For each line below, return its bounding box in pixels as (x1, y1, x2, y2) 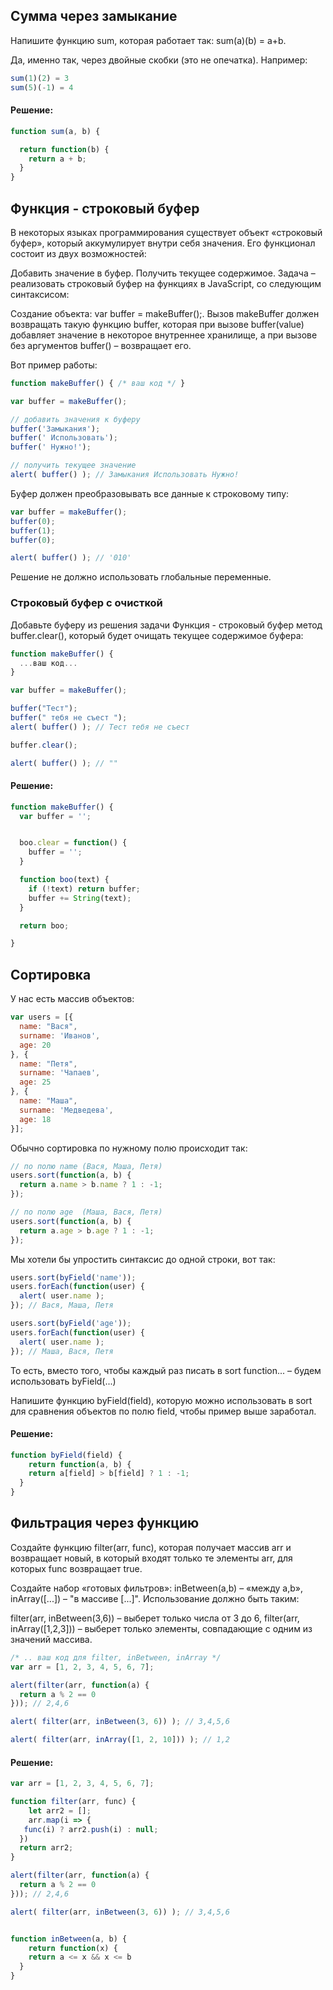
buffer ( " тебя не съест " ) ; (10, 713, 128, 723)
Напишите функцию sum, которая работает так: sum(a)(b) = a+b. (10, 34, 287, 46)
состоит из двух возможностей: (10, 247, 147, 259)
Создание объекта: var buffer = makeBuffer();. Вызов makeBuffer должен (10, 307, 320, 319)
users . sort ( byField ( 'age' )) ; (10, 1319, 132, 1329)
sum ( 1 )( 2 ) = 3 (10, 73, 70, 83)
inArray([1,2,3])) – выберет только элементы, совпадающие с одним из (10, 1622, 313, 1634)
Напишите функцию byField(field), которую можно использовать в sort (10, 1394, 313, 1406)
